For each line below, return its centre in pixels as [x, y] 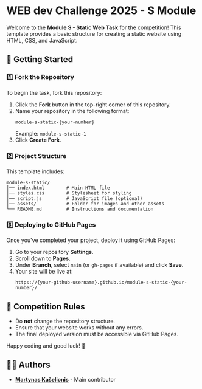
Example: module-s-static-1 [50, 133]
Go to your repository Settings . [54, 252]
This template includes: [36, 171]
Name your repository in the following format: [72, 111]
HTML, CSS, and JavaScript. [42, 40]
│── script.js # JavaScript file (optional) [75, 198]
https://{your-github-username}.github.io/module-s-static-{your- [101, 283]
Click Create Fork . [38, 140]
